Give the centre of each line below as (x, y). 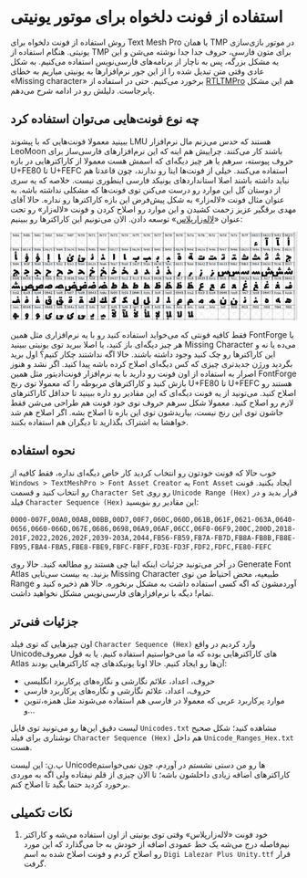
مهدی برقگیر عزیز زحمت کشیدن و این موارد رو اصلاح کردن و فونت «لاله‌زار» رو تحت (153, 209)
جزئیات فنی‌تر (45, 622)
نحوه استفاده (43, 450)
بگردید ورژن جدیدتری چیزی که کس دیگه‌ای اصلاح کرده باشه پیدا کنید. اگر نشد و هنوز (152, 363)
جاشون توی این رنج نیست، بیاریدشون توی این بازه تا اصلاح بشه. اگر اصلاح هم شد (147, 412)
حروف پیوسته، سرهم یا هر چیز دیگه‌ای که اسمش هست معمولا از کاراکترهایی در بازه (152, 161)
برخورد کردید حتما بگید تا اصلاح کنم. (71, 784)
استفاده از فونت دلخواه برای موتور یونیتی (147, 17)
